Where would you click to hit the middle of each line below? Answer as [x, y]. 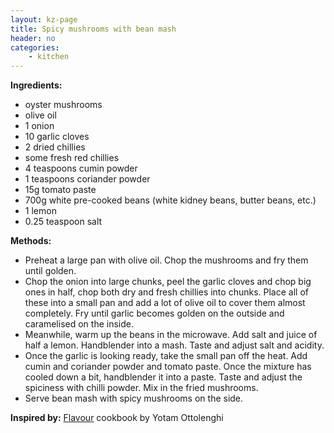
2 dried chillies [55, 147]
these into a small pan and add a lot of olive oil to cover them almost [165, 303]
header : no [33, 38]
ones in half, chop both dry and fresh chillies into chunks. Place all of [166, 292]
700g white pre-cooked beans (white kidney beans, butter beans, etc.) [170, 200]
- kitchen [49, 57]
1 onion [39, 126]
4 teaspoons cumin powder [81, 168]
